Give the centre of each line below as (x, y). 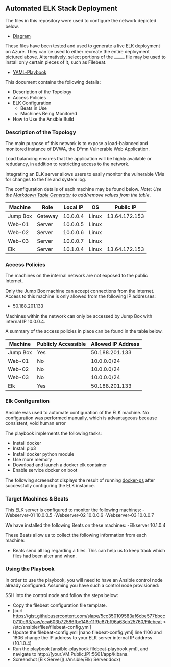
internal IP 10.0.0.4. (25, 322)
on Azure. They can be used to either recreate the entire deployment (77, 51)
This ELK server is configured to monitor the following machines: (73, 510)
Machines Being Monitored (49, 113)
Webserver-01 (20, 515)
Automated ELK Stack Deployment (61, 8)
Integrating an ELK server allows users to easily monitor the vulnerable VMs (85, 174)
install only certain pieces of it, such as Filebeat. (56, 62)
